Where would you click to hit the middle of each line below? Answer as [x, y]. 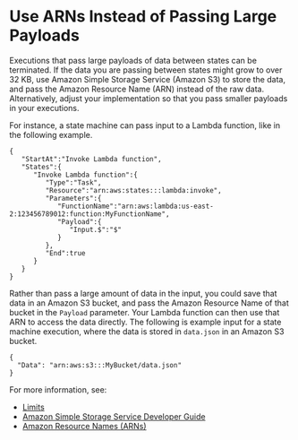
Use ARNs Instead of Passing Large [143, 17]
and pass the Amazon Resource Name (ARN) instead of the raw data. [137, 89]
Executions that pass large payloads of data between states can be [133, 60]
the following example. [51, 134]
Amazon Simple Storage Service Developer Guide [114, 416]
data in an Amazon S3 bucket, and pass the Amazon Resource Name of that [149, 303]
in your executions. [44, 108]
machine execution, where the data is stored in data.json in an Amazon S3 [147, 331]
